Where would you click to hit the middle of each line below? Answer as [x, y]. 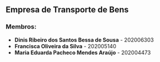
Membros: [21, 27]
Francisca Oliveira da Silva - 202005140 [65, 46]
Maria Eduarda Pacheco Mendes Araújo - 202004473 [83, 52]
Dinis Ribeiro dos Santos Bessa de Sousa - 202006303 [84, 40]
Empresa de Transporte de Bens [67, 10]
